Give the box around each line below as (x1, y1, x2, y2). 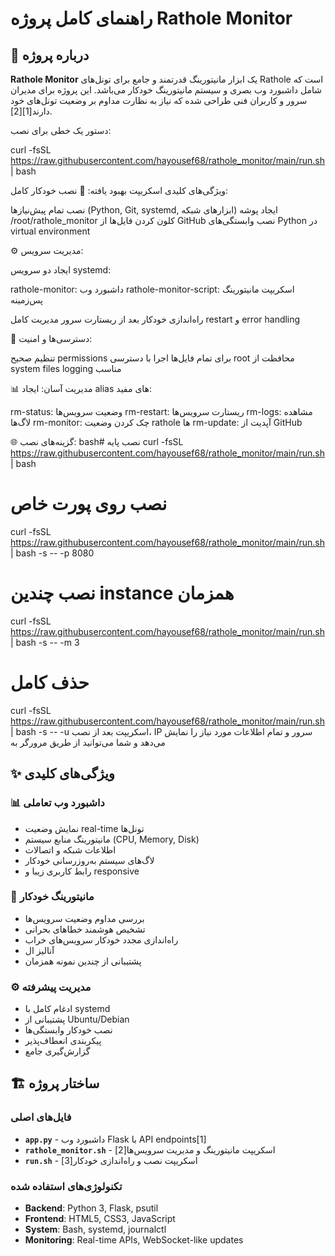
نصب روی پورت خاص (10, 493, 168, 516)
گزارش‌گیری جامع (24, 1045, 91, 1057)
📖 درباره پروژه (10, 47, 90, 64)
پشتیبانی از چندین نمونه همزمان (24, 955, 142, 967)
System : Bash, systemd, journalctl (24, 1223, 167, 1236)
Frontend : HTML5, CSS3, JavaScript (24, 1213, 176, 1225)
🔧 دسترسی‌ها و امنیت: (10, 333, 93, 344)
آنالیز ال (24, 944, 55, 956)
